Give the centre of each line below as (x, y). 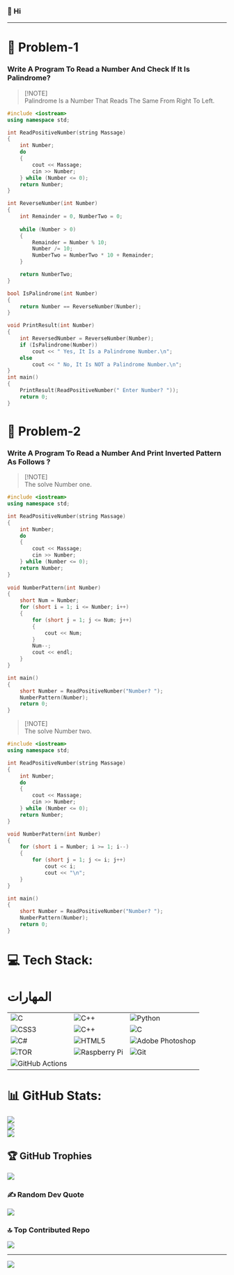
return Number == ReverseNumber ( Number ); (80, 306)
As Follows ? (29, 462)
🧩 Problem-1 (43, 47)
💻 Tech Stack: (50, 960)
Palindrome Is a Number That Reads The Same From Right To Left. (119, 100)
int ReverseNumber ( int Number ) (53, 204)
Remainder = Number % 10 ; (70, 242)
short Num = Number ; (49, 601)
